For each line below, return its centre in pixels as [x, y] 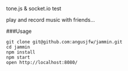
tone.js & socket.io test [34, 9]
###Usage [19, 31]
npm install [21, 52]
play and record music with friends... [51, 20]
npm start [18, 58]
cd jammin [18, 47]
